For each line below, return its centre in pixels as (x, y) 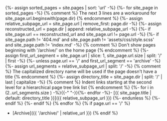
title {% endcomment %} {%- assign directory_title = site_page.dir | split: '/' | (84, 77)
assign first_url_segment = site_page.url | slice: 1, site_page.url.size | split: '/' (83, 55)
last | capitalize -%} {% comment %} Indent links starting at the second (79, 82)
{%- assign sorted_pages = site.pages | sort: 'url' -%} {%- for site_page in (82, 8)
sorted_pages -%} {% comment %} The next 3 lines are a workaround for (81, 13)
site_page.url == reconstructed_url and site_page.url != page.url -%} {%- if (82, 34)
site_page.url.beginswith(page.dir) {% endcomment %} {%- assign (74, 18)
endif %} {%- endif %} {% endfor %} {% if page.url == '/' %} (68, 103)
